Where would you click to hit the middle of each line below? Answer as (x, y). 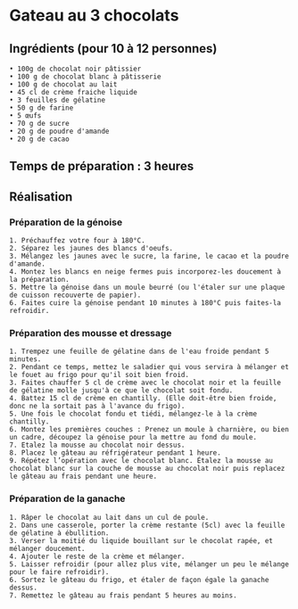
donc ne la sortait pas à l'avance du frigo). (97, 407)
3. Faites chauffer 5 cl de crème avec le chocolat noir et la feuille (145, 383)
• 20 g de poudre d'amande (59, 131)
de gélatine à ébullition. (59, 533)
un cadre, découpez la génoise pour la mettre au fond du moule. (133, 438)
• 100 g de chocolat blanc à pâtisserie (86, 77)
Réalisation (41, 197)
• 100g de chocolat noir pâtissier (75, 69)
